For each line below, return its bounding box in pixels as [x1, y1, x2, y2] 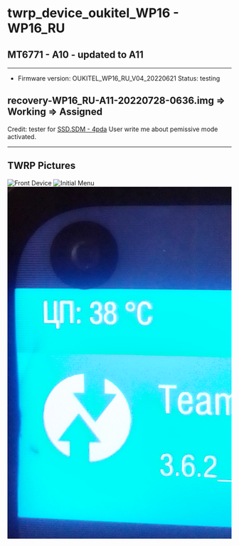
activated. [7, 132, 37, 140]
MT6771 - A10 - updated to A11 [7, 48, 144, 61]
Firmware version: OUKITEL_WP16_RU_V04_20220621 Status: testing [17, 74, 221, 83]
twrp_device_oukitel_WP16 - [7, 5, 179, 21]
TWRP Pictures [7, 160, 76, 172]
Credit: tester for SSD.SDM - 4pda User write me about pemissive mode [7, 125, 218, 133]
